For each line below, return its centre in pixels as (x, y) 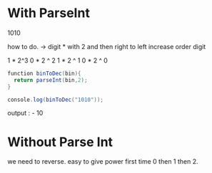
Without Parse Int (60, 142)
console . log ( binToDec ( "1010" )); (55, 100)
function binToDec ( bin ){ (44, 73)
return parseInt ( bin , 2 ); (51, 80)
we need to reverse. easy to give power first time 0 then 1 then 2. (103, 162)
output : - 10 (25, 113)
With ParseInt (49, 13)
